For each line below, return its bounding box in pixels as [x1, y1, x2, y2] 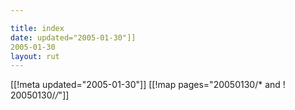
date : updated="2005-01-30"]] [10, 32, 137, 43]
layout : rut [10, 51, 60, 61]
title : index [10, 23, 65, 33]
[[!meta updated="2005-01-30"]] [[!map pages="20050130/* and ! [10, 79, 286, 91]
